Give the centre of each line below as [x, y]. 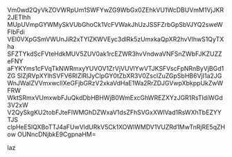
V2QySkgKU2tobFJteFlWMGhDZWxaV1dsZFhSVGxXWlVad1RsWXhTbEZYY [114, 112]
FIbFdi [16, 32]
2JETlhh [19, 17]
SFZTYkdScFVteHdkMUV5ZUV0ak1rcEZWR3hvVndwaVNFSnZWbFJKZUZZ [115, 54]
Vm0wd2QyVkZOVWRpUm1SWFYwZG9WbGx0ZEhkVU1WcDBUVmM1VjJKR [116, 10]
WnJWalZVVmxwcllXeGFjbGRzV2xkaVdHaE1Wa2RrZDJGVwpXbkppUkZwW [115, 83]
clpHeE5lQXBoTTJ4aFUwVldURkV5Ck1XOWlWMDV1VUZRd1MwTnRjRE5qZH [116, 127]
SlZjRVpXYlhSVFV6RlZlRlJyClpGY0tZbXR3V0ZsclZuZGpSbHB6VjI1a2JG [119, 76]
